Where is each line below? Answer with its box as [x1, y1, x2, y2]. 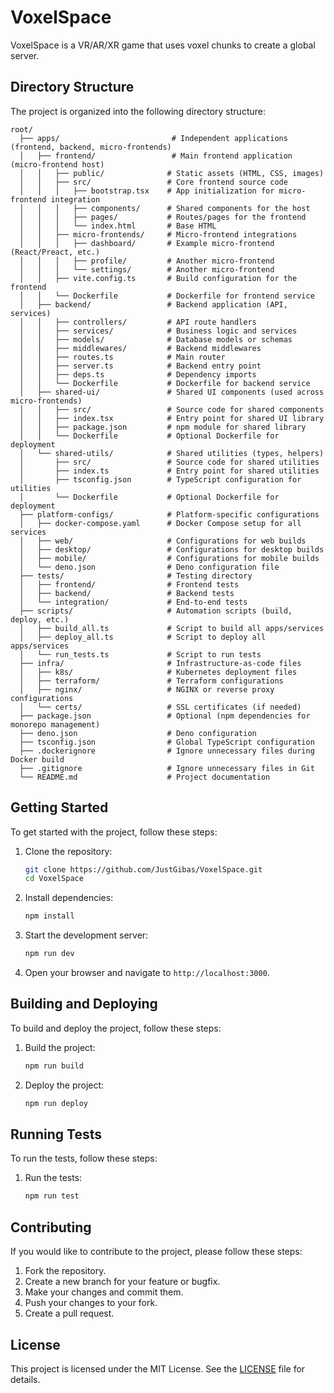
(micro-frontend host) [10, 159, 105, 170]
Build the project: [24, 1041, 96, 1053]
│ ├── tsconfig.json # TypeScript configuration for [19, 474, 302, 485]
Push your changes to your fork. [24, 1297, 158, 1309]
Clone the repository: [24, 845, 113, 857]
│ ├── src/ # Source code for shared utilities [19, 457, 320, 467]
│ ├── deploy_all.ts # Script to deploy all [19, 632, 267, 642]
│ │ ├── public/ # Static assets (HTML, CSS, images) [19, 168, 325, 178]
